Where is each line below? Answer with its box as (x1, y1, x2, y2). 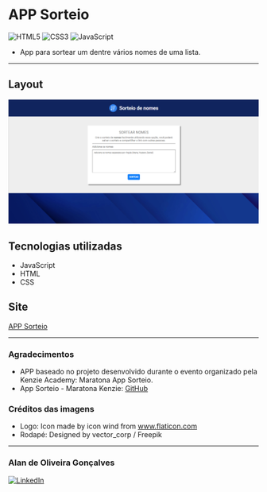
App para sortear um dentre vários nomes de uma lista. (19, 47, 201, 56)
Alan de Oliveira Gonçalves (8, 457, 115, 468)
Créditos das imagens (8, 404, 95, 415)
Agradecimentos (8, 348, 75, 359)
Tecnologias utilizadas (8, 239, 122, 253)
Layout (8, 78, 44, 91)
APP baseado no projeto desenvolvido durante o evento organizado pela (19, 367, 258, 377)
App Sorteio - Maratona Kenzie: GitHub (19, 384, 149, 393)
